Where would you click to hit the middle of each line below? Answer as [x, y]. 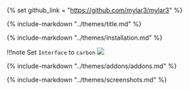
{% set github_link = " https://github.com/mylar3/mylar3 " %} [95, 10]
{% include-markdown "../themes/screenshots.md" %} [87, 80]
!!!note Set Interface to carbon [51, 52]
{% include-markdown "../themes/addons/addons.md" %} [92, 66]
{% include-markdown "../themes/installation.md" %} [85, 38]
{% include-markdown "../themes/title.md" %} [74, 24]
